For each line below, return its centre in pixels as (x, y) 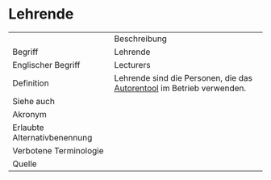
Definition (31, 83)
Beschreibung (141, 39)
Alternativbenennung (52, 137)
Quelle (25, 164)
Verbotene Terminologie (58, 150)
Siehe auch (33, 101)
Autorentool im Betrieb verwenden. (180, 88)
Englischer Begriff (46, 65)
